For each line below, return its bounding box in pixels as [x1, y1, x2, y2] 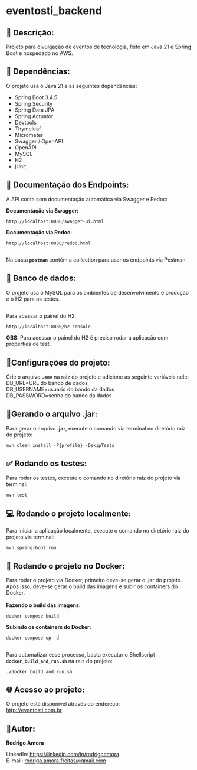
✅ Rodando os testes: [6, 459, 87, 469]
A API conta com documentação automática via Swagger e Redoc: [6, 195, 168, 203]
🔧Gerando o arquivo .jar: [6, 409, 98, 419]
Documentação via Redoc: [6, 229, 73, 236]
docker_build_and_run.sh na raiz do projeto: [6, 657, 113, 664]
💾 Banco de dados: [6, 273, 77, 283]
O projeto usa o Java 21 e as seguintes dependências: [6, 82, 137, 89]
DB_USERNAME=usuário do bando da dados [6, 386, 115, 393]
